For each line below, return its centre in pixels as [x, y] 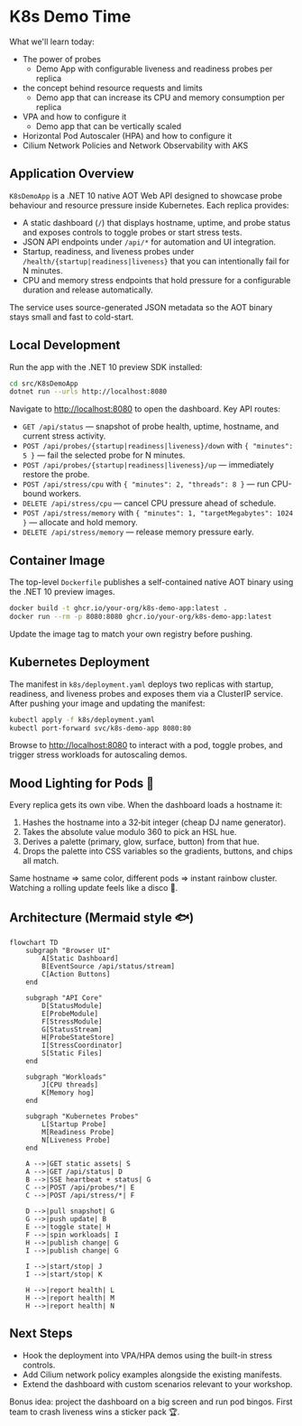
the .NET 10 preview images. [62, 592]
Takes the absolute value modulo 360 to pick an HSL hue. [129, 832]
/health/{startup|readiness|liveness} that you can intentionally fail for [156, 261]
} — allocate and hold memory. [80, 523]
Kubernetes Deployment [80, 662]
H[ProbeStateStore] [78, 1038]
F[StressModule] [72, 1022]
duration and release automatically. [87, 290]
